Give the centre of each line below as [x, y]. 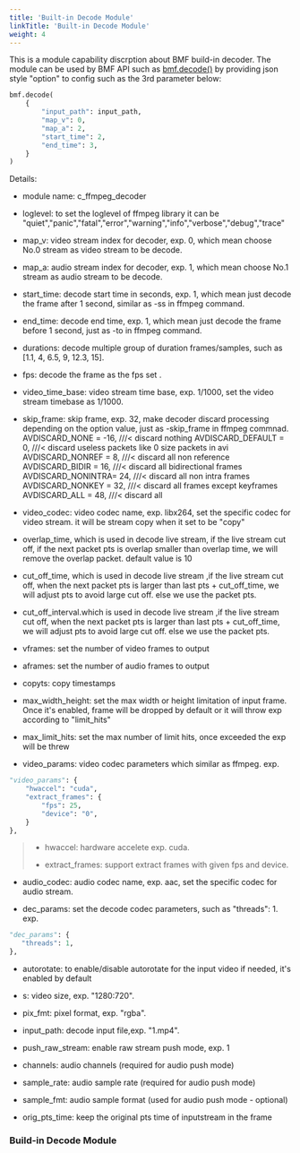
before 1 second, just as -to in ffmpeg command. [112, 331]
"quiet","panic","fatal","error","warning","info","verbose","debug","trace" [153, 223]
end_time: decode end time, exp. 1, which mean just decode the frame [152, 321]
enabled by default [57, 978]
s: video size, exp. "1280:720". [78, 996]
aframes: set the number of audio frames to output [116, 666]
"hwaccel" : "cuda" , [62, 789]
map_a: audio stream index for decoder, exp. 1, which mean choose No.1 [155, 267]
